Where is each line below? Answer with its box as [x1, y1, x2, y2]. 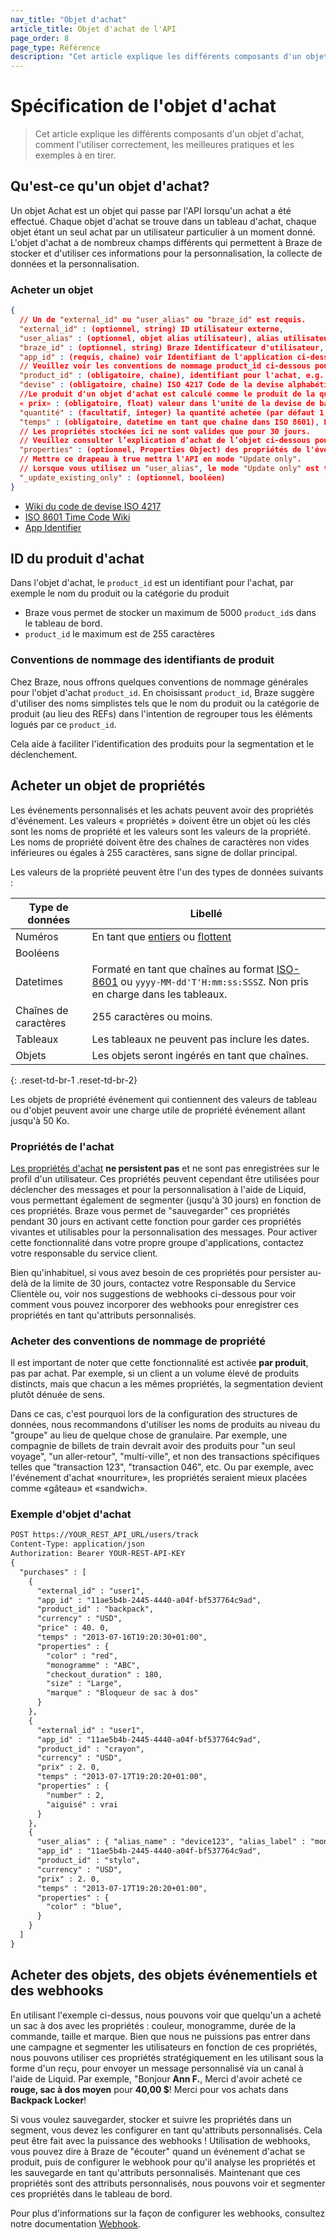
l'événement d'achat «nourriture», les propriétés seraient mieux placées [10, 1472, 308, 1484]
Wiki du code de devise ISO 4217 [24, 500, 162, 512]
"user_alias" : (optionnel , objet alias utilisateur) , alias [19, 333, 280, 343]
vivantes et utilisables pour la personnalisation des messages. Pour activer [10, 1226, 318, 1238]
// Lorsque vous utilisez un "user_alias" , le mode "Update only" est [19, 464, 320, 474]
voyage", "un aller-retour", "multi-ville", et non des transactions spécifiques [10, 1451, 320, 1463]
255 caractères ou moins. [91, 1009, 213, 1023]
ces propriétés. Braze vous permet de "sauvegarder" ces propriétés [10, 1204, 291, 1216]
